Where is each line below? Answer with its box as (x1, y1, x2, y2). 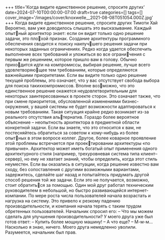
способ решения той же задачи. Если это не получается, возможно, (5, 177, 149, 183)
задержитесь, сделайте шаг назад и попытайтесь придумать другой (5, 172, 149, 177)
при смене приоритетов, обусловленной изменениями (5, 99, 121, 104)
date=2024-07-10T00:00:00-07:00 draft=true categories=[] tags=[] (5, 9, 143, 15)
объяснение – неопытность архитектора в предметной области (5, 119, 139, 125)
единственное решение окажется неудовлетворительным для (5, 88, 137, 94)
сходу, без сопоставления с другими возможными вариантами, (5, 167, 140, 172)
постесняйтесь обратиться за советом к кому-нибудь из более (5, 130, 139, 136)
